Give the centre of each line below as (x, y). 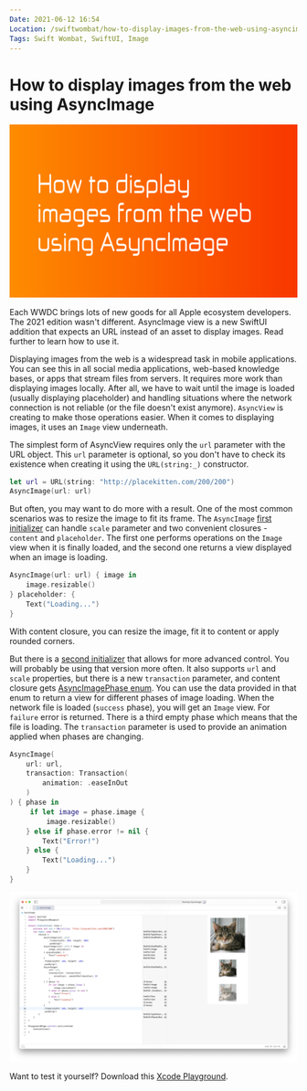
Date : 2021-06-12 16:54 (55, 19)
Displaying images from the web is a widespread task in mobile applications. (153, 359)
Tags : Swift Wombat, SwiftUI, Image (79, 38)
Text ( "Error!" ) (71, 841)
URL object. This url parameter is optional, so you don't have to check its (148, 454)
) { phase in (34, 803)
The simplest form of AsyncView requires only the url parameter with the (148, 444)
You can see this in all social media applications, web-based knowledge (145, 368)
